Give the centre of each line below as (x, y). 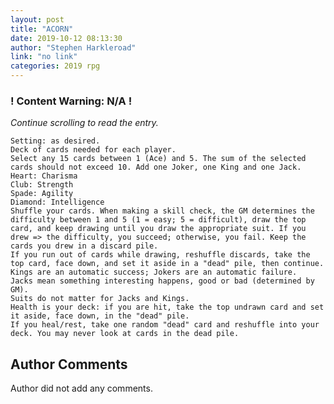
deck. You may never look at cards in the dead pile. (125, 334)
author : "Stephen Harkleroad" (73, 47)
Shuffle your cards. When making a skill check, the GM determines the (162, 211)
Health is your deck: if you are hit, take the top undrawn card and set (167, 307)
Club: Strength (42, 185)
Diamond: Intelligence (57, 202)
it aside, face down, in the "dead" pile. (100, 316)
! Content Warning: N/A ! (71, 101)
